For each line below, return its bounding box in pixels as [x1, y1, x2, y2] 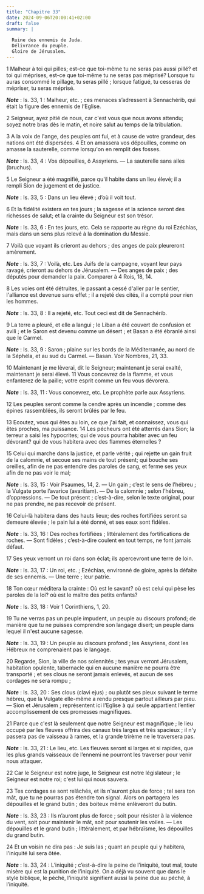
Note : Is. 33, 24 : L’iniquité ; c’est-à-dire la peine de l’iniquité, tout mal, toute [6, 861, 198, 869]
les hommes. [6, 297, 38, 305]
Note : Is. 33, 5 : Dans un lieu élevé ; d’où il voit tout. [6, 194, 137, 201]
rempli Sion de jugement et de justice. [6, 181, 101, 189]
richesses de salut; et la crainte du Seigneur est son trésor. [6, 212, 154, 219]
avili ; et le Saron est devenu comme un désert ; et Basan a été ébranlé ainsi [6, 327, 196, 334]
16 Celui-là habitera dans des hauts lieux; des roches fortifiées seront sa [6, 512, 187, 519]
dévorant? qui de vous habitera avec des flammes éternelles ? [6, 438, 161, 445]
